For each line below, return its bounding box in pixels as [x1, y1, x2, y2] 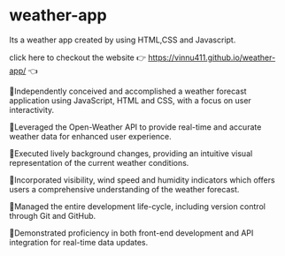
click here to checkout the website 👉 [9, 52, 147, 63]
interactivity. [9, 104, 55, 115]
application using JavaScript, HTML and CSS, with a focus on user [9, 94, 252, 106]
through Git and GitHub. [9, 210, 96, 221]
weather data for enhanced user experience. [9, 131, 173, 141]
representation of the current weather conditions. [9, 157, 189, 168]
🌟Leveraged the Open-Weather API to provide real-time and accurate [9, 121, 262, 132]
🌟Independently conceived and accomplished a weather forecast [9, 86, 247, 96]
